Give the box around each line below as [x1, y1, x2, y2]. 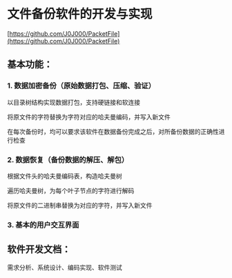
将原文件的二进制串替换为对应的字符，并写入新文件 [7, 201, 153, 209]
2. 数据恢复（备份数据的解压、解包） [7, 155, 129, 164]
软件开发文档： [7, 244, 71, 255]
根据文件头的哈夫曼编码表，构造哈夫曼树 [7, 172, 122, 180]
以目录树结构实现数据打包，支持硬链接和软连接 [7, 98, 140, 106]
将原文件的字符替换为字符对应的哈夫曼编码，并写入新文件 [7, 112, 171, 121]
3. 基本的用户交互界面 [7, 220, 79, 230]
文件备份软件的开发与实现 [7, 6, 153, 22]
